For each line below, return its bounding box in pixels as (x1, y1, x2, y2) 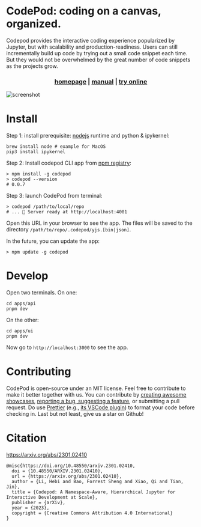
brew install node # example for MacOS (6, 144, 106, 150)
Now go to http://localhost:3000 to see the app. (6, 344, 128, 351)
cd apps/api (6, 300, 36, 307)
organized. (6, 17, 62, 31)
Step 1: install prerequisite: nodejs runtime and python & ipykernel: (6, 132, 170, 139)
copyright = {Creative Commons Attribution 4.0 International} (11, 510, 173, 516)
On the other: (6, 317, 39, 324)
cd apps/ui (6, 328, 34, 334)
